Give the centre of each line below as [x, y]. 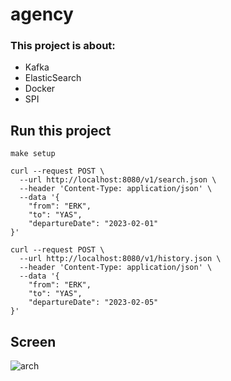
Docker [40, 89]
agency [42, 14]
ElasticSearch [53, 78]
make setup [33, 154]
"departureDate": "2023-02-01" [93, 224]
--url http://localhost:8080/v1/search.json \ [118, 180]
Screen [33, 341]
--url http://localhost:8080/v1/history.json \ [120, 259]
